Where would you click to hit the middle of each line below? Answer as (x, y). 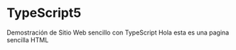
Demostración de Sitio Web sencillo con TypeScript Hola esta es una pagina (118, 32)
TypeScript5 (44, 13)
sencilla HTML (28, 39)
